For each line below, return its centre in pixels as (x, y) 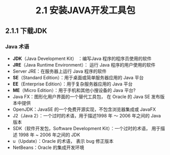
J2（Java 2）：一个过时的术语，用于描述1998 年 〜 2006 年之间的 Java (87, 115)
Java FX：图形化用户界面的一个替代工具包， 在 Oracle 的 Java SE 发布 (86, 97)
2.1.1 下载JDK (26, 31)
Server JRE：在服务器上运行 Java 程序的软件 (60, 71)
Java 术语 (17, 46)
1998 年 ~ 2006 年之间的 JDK (49, 135)
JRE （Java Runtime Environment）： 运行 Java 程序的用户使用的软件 (84, 65)
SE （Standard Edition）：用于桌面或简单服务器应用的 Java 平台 (78, 77)
